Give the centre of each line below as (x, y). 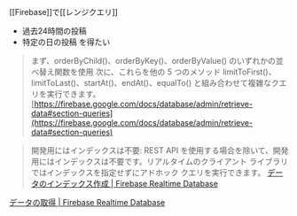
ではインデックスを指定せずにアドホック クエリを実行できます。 (148, 173)
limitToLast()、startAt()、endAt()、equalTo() (111, 83)
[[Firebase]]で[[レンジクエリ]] (63, 12)
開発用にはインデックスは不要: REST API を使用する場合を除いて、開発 (160, 150)
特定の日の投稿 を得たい (66, 42)
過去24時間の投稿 (54, 31)
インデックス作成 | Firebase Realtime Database (133, 184)
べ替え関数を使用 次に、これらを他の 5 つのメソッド (126, 72)
